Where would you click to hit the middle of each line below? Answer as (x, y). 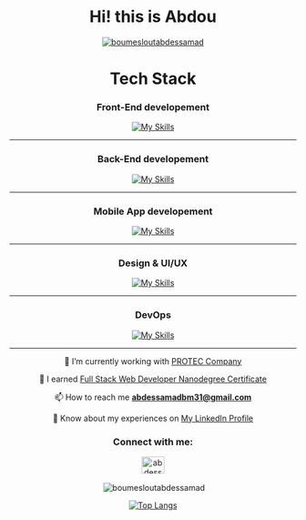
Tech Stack (153, 79)
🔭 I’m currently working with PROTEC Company (153, 361)
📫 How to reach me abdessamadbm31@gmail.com (153, 397)
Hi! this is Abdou (153, 17)
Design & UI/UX (153, 263)
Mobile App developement (153, 211)
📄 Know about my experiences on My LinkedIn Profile (153, 418)
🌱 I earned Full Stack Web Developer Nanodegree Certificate (153, 379)
